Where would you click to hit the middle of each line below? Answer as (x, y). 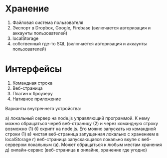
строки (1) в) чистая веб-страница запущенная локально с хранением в (82, 134)
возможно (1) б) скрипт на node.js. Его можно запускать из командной (81, 129)
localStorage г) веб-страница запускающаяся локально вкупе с (73, 139)
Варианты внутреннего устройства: (43, 108)
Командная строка (32, 83)
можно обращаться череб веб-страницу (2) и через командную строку (82, 123)
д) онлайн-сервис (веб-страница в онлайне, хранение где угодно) (76, 150)
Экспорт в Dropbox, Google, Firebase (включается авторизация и (82, 27)
